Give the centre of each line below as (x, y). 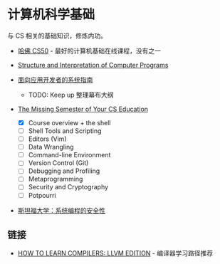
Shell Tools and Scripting (65, 131)
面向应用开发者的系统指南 (55, 80)
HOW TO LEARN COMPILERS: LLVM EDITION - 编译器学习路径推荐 (115, 253)
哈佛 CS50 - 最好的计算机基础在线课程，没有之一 (89, 51)
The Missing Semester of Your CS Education (83, 109)
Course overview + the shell (69, 122)
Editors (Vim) (47, 139)
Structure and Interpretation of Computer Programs (93, 65)
